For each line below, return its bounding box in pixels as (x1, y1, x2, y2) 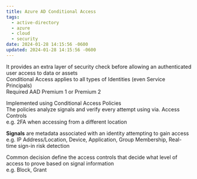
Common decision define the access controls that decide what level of (6, 154, 178, 161)
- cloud (11, 31, 31, 37)
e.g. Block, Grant (6, 166, 47, 173)
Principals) (6, 82, 32, 89)
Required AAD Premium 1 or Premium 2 (6, 88, 101, 95)
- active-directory (11, 19, 60, 25)
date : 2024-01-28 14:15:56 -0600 (6, 42, 88, 48)
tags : (6, 14, 19, 20)
